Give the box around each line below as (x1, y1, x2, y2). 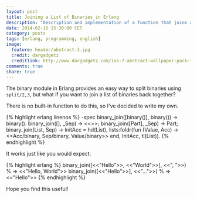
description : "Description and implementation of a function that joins (6, 19, 188, 25)
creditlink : (11, 58, 41, 63)
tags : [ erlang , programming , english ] (6, 36, 101, 42)
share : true (6, 69, 35, 75)
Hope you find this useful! (6, 186, 69, 193)
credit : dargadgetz (11, 52, 59, 58)
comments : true (6, 63, 43, 69)
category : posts (6, 31, 46, 36)
